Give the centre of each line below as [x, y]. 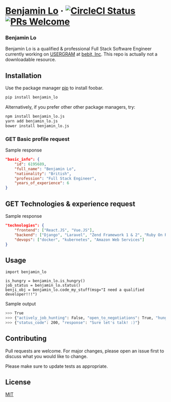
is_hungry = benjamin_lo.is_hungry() [45, 281]
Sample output [21, 304]
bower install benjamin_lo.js [37, 126]
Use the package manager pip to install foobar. [54, 88]
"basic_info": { [22, 160]
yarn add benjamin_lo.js [32, 121]
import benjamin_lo [26, 272]
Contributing [26, 338]
